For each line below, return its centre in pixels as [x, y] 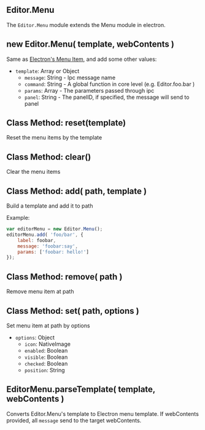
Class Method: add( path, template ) [77, 191]
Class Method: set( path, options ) [73, 311]
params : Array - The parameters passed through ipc [89, 90]
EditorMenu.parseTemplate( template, [81, 389]
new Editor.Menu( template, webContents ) [91, 45]
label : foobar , [37, 240]
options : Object [35, 337]
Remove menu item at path [40, 292]
